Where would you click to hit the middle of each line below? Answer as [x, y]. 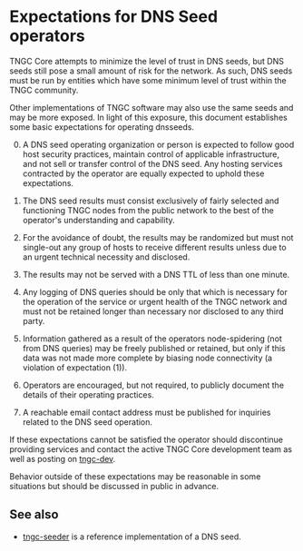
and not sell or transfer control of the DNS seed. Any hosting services [152, 163]
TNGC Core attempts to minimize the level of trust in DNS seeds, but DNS [147, 61]
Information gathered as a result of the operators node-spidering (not [152, 339]
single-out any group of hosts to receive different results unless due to [155, 247]
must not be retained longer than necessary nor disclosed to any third [153, 311]
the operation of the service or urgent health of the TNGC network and [155, 301]
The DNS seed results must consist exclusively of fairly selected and [151, 201]
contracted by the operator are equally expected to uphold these [143, 173]
